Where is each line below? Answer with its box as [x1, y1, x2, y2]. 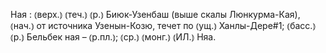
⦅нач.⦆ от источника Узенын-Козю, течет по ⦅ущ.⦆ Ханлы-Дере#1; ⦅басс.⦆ [10, 20, 317, 31]
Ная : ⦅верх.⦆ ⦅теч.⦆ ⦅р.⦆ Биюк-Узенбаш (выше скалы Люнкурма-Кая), [10, 9, 301, 20]
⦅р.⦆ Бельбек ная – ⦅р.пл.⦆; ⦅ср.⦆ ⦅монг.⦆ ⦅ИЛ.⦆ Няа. [10, 31, 217, 43]
